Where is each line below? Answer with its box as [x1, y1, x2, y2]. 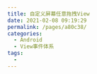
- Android [13, 37, 42, 44]
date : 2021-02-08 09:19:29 [7, 17, 87, 24]
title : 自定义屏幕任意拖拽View [7, 10, 90, 18]
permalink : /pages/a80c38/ [7, 23, 87, 30]
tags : [7, 50, 23, 57]
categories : [7, 30, 42, 37]
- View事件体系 [13, 43, 55, 50]
